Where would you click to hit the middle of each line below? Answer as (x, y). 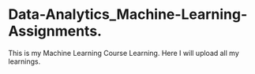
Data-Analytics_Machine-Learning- (128, 15)
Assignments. (55, 31)
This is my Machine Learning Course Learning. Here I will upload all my (124, 53)
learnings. (24, 61)
